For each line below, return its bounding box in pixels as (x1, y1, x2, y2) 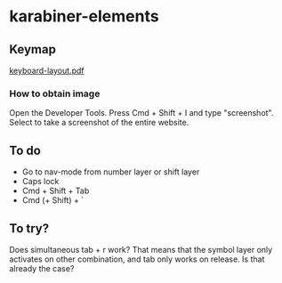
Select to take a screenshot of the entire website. (9, 117, 189, 128)
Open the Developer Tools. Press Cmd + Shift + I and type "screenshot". (9, 108, 274, 118)
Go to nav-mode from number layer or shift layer (21, 166, 200, 177)
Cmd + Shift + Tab (21, 185, 90, 197)
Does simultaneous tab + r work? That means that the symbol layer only (9, 244, 273, 255)
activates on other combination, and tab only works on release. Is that (9, 254, 265, 264)
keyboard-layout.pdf (9, 65, 85, 76)
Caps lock (21, 176, 60, 187)
